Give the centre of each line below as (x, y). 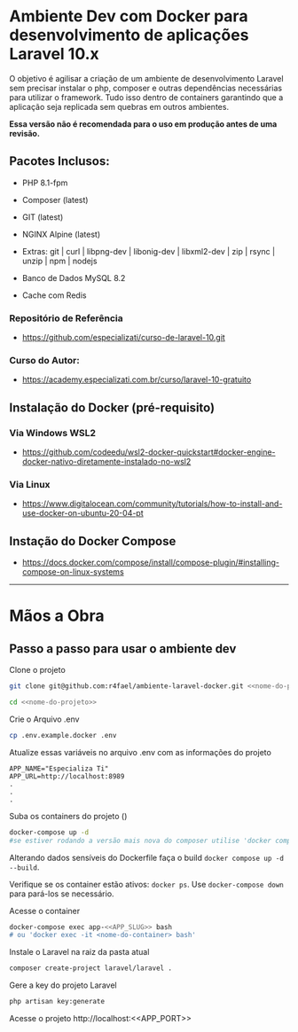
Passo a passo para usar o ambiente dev (123, 649)
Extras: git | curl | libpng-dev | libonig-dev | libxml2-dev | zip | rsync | (149, 251)
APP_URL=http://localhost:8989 (67, 776)
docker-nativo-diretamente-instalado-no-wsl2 (106, 462)
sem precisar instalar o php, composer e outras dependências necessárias (145, 88)
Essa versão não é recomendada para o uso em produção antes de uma (143, 124)
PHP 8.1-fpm (45, 183)
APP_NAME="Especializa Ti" (59, 769)
